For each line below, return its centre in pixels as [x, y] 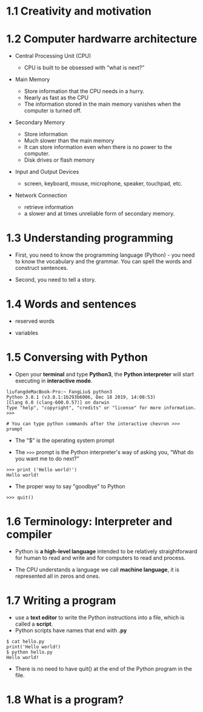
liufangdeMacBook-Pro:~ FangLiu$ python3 [59, 392]
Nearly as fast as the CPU [56, 98]
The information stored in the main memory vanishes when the [102, 104]
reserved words [35, 321]
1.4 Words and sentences [72, 304]
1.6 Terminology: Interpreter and [89, 522]
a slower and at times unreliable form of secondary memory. [99, 213]
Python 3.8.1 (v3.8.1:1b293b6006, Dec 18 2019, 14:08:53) [81, 397]
